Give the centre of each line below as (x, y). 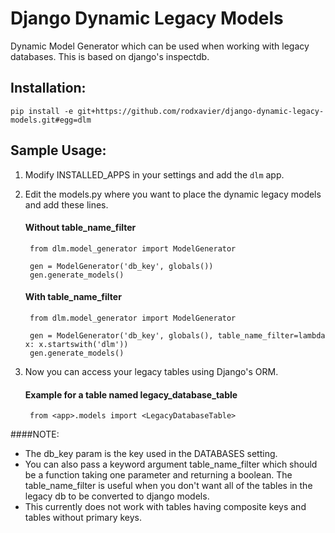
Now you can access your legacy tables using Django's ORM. (151, 371)
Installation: (48, 88)
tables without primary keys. (83, 518)
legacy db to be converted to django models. (117, 496)
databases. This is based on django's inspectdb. (110, 56)
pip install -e (42, 111)
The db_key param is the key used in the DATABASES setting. (151, 454)
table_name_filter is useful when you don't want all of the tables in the (168, 486)
